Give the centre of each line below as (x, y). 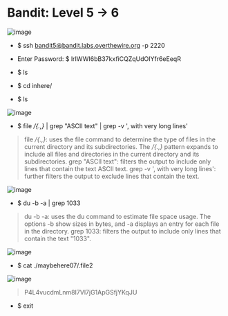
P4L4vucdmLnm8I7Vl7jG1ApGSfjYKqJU (80, 292)
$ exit (25, 306)
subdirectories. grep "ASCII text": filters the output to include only (117, 161)
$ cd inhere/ (35, 85)
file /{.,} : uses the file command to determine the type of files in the (120, 139)
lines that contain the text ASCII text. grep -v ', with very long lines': (120, 168)
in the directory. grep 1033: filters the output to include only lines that (122, 231)
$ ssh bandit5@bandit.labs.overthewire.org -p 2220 (91, 45)
